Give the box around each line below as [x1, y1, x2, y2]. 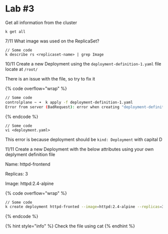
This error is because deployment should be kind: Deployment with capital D [5, 136, 162, 142]
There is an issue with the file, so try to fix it [5, 75, 95, 81]
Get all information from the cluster [5, 19, 77, 25]
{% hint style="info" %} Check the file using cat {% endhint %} [5, 223, 135, 229]
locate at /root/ [5, 66, 38, 72]
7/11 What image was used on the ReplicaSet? [5, 38, 99, 44]
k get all [5, 29, 26, 34]
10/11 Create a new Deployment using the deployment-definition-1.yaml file [5, 60, 161, 66]
